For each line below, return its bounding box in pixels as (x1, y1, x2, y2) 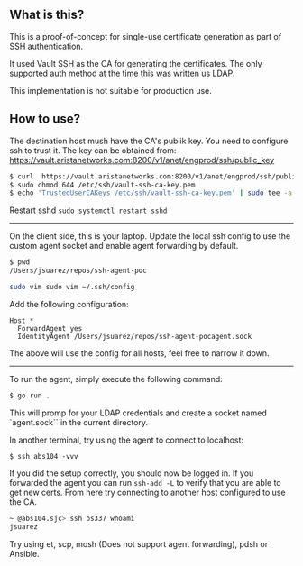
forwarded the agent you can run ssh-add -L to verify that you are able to (9, 477, 281, 488)
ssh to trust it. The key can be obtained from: (9, 144, 177, 156)
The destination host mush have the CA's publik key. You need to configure (9, 135, 289, 146)
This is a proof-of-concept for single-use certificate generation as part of (9, 31, 282, 41)
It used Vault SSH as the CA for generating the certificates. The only (9, 58, 262, 68)
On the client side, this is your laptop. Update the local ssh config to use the (9, 231, 291, 242)
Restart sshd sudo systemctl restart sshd (9, 205, 168, 215)
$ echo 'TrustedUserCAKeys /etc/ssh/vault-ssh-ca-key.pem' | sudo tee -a (9, 188, 293, 197)
